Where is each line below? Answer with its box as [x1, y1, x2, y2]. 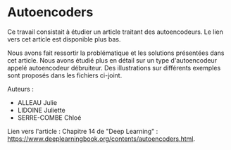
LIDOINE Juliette [17, 106, 65, 114]
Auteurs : [7, 85, 34, 93]
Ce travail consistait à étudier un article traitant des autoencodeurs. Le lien [7, 27, 224, 36]
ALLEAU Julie [17, 98, 58, 106]
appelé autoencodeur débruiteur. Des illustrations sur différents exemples [7, 63, 221, 72]
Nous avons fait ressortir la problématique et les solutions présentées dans [7, 49, 225, 57]
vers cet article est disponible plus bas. [7, 35, 121, 43]
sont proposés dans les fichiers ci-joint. [7, 71, 123, 80]
